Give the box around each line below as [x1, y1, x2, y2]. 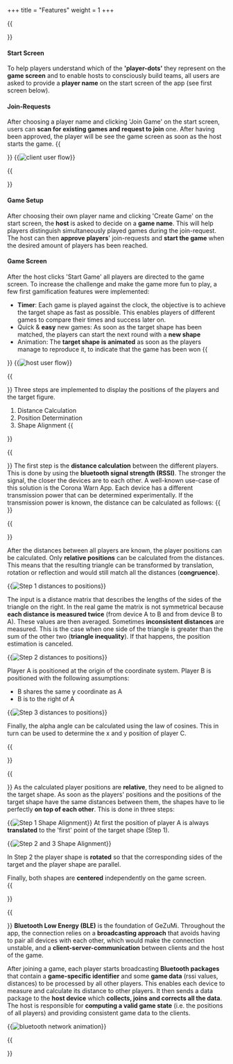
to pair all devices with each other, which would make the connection [7, 936, 205, 944]
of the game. [7, 951, 44, 959]
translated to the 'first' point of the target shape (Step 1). [7, 826, 170, 834]
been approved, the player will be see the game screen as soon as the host [7, 132, 222, 141]
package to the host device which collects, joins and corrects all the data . [7, 994, 223, 1002]
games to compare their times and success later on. [17, 316, 166, 324]
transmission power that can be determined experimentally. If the [7, 491, 193, 499]
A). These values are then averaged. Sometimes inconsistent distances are [7, 617, 225, 625]
